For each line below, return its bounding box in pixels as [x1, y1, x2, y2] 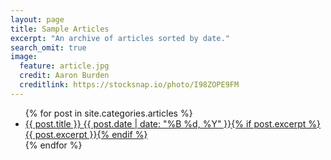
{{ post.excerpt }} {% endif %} [24, 128, 148, 140]
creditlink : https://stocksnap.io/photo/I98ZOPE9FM [19, 80, 240, 90]
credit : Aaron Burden [19, 71, 110, 81]
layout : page [10, 14, 65, 25]
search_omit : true [10, 42, 87, 53]
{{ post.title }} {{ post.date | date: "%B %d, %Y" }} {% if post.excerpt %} [24, 117, 322, 130]
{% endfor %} [24, 139, 83, 151]
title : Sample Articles [10, 24, 110, 34]
